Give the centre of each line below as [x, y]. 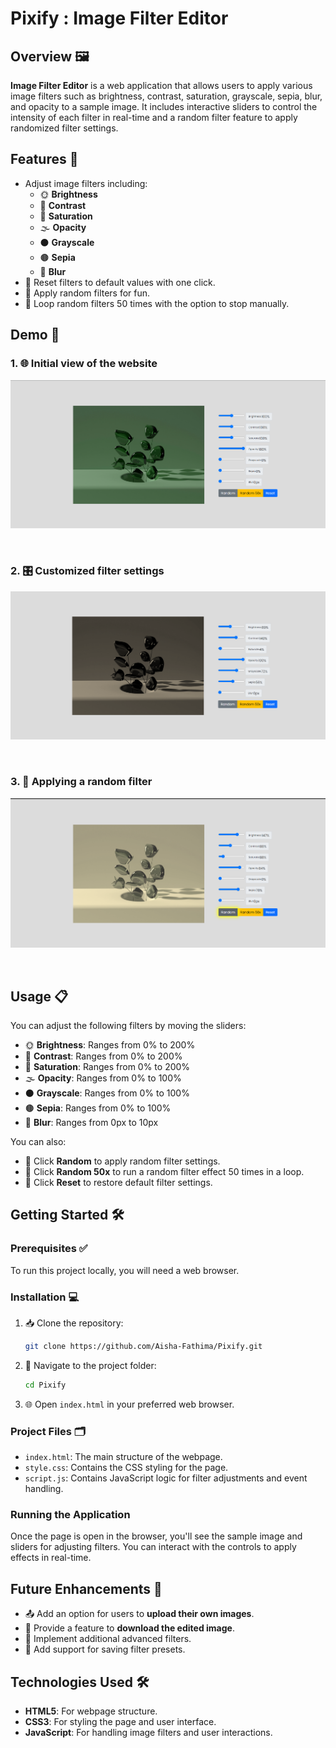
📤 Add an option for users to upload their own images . [139, 1614]
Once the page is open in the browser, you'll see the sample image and [156, 1536]
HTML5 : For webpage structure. [91, 1711]
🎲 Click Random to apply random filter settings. [122, 1161]
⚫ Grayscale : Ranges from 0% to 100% [107, 1093]
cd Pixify [45, 1385]
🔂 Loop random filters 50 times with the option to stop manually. [157, 303]
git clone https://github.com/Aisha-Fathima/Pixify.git [143, 1346]
